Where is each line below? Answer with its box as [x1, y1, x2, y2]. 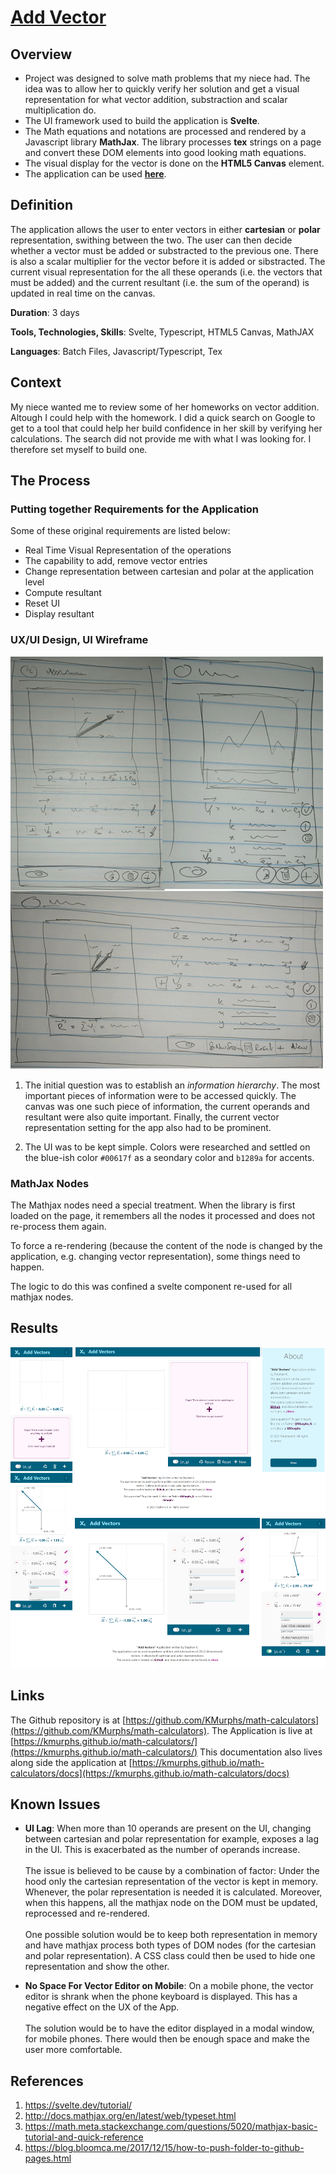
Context [10, 374, 62, 391]
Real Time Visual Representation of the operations [24, 544, 232, 556]
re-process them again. [10, 1220, 107, 1232]
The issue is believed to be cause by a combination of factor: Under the [24, 1865, 320, 1877]
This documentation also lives [199, 1746, 323, 1758]
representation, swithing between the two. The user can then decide [10, 234, 293, 246]
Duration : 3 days [10, 306, 80, 318]
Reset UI [24, 597, 61, 610]
